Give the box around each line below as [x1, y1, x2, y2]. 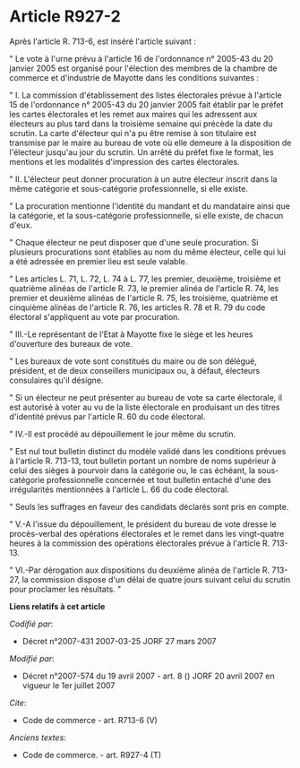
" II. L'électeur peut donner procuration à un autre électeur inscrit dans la [9, 173, 278, 185]
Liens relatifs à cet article [9, 600, 106, 611]
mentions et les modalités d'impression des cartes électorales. [9, 156, 240, 167]
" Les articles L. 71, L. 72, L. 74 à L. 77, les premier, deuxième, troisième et [9, 273, 281, 284]
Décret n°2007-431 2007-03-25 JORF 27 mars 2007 [21, 635, 217, 646]
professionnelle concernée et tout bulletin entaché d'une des [46, 474, 271, 485]
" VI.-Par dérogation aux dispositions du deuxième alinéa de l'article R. [9, 565, 270, 575]
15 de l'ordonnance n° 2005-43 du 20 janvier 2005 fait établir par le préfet [9, 99, 284, 109]
